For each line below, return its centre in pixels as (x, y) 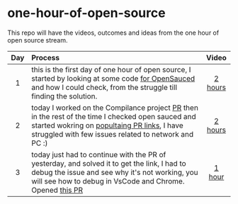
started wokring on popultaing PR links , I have (107, 125)
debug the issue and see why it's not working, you (115, 172)
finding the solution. (64, 96)
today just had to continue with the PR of (99, 154)
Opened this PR (57, 190)
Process (46, 57)
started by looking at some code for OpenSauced (113, 78)
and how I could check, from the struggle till (104, 87)
